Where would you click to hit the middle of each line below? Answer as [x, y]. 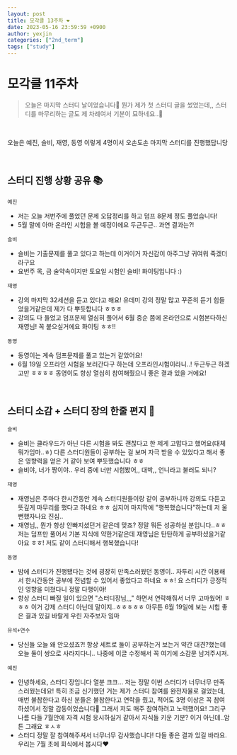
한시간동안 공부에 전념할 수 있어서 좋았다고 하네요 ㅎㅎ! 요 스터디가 [117, 580]
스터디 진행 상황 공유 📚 [55, 181]
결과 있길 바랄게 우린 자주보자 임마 [73, 616]
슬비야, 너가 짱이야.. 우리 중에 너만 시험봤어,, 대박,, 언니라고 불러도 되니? [117, 469]
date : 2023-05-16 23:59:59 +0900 [57, 27]
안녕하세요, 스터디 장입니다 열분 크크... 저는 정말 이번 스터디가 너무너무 [115, 682]
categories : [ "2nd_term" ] [45, 40]
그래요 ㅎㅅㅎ [43, 726]
